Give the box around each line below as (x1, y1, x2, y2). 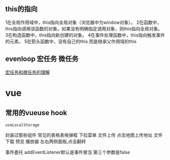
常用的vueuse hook (5, 109, 67, 117)
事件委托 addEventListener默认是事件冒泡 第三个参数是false (5, 149, 130, 155)
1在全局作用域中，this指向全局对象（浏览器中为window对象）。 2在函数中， (5, 19, 162, 25)
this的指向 (5, 5, 38, 14)
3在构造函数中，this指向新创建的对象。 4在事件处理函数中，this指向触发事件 (5, 32, 165, 38)
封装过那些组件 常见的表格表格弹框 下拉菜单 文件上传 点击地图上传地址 (5, 132, 153, 138)
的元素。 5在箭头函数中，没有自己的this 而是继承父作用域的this (5, 38, 137, 44)
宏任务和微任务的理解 (5, 69, 50, 75)
